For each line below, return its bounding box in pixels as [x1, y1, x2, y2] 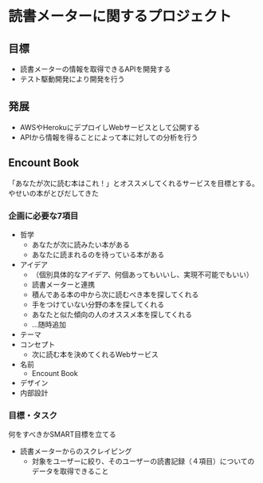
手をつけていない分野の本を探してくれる [31, 299, 165, 309]
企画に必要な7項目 [8, 210, 79, 221]
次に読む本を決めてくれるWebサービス [31, 349, 159, 359]
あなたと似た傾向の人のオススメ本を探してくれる [31, 309, 193, 319]
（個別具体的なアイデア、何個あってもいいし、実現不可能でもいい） [31, 269, 253, 279]
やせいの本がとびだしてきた [8, 188, 100, 198]
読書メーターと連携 [31, 279, 96, 289]
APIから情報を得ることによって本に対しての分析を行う [19, 133, 198, 142]
